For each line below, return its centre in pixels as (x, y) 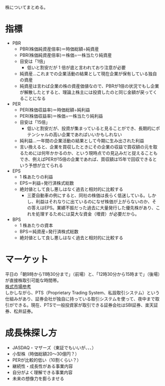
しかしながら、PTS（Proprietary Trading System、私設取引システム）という (82, 293)
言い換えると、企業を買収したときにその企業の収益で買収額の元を (86, 147)
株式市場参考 (18, 286)
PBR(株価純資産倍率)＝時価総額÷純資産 (59, 49)
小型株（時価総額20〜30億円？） (46, 354)
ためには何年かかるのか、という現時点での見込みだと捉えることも (91, 153)
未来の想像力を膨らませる (38, 378)
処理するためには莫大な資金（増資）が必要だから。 (87, 214)
